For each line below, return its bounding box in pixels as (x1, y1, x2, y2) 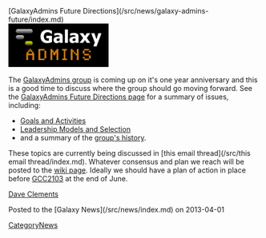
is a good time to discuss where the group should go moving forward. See (8, 84, 253, 93)
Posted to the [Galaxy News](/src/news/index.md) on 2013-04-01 (8, 205, 224, 215)
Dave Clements (8, 189, 58, 199)
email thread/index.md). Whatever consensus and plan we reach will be (8, 157, 244, 167)
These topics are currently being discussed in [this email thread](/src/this (8, 149, 251, 158)
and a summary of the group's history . (19, 133, 147, 143)
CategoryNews (8, 220, 58, 230)
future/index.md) (8, 14, 64, 24)
